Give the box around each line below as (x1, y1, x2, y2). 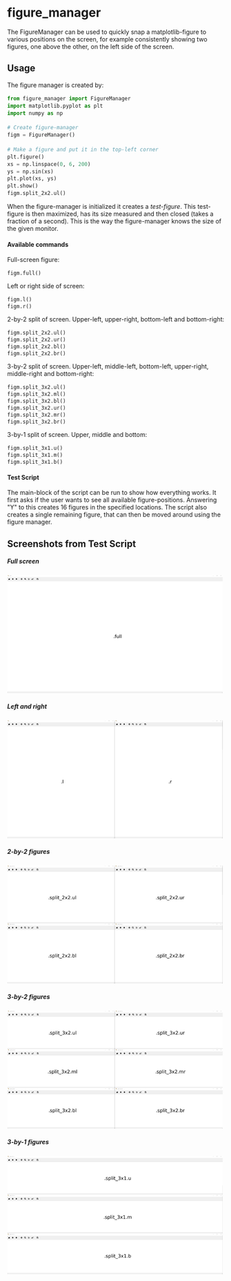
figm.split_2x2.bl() (7, 344, 67, 350)
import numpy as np (7, 109, 63, 117)
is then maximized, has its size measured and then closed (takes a (25, 209, 214, 218)
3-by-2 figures (7, 993, 50, 1001)
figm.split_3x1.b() (7, 458, 63, 466)
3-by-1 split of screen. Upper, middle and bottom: (7, 431, 148, 439)
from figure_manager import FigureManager (7, 95, 131, 102)
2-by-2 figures (7, 848, 50, 856)
